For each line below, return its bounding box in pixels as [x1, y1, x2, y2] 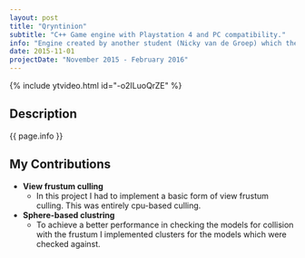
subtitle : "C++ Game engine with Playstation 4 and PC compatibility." [9, 30, 286, 39]
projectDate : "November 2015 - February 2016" [9, 55, 189, 64]
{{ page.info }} [9, 130, 64, 141]
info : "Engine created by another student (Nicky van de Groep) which [9, 38, 282, 48]
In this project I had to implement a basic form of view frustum [35, 190, 270, 201]
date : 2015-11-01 [9, 47, 75, 56]
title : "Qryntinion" [9, 22, 88, 31]
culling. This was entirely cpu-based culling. [35, 200, 202, 211]
